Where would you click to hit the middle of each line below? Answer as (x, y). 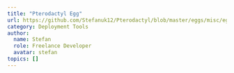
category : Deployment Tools (48, 26)
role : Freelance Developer (53, 46)
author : (18, 33)
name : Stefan (32, 40)
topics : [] (23, 59)
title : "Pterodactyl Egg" (45, 14)
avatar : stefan (36, 53)
